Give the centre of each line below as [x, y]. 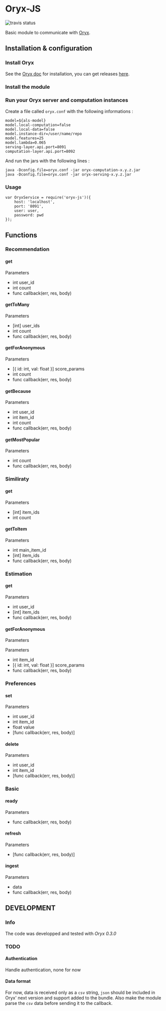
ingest [12, 866]
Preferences [21, 684]
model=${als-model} [26, 121]
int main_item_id [29, 550]
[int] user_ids [26, 325]
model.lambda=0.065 [26, 142]
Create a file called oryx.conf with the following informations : [69, 111]
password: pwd [29, 215]
